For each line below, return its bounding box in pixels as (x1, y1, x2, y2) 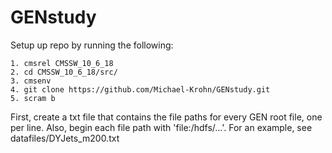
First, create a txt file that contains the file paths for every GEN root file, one (10, 111, 323, 123)
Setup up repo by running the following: (10, 39, 174, 51)
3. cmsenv (10, 76, 52, 86)
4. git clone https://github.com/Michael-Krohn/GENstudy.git (10, 84, 271, 95)
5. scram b (10, 93, 56, 103)
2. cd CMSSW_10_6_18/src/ (10, 67, 118, 77)
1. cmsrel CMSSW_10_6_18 (10, 58, 114, 68)
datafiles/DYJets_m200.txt (10, 132, 120, 144)
